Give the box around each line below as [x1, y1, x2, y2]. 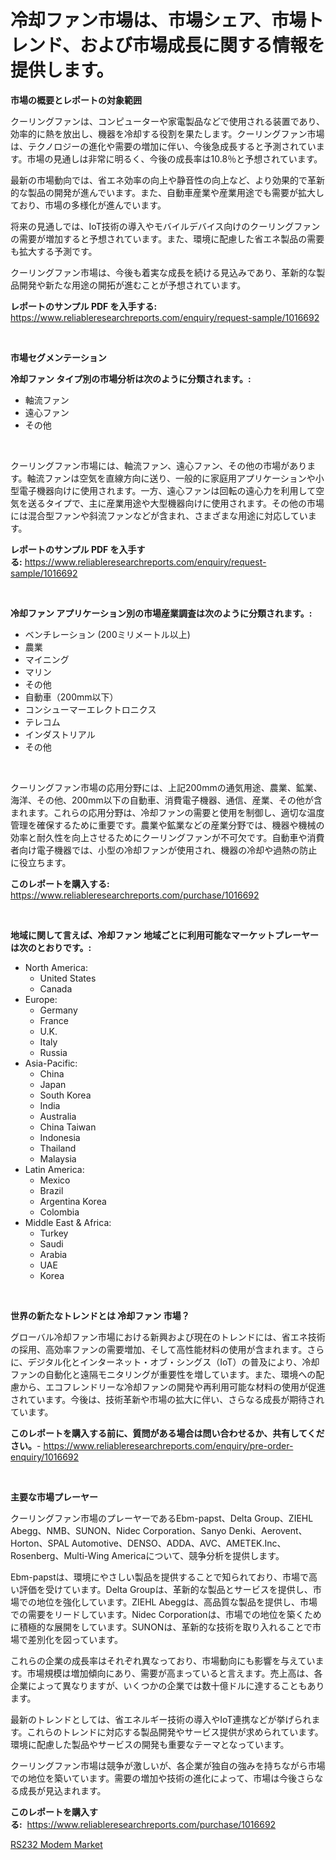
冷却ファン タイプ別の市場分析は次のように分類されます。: [10, 372, 252, 385]
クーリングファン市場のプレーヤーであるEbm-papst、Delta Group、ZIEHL [10, 1512, 314, 1524]
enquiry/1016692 [10, 1451, 80, 1463]
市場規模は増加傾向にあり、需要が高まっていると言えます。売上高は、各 [26, 1667, 323, 1679]
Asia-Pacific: [24, 1057, 78, 1069]
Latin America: [24, 1163, 85, 1175]
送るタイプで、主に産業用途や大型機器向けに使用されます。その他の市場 [27, 497, 325, 509]
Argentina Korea [39, 1195, 107, 1207]
